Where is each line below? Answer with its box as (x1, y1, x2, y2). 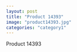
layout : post (6, 8, 38, 14)
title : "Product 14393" (6, 14, 64, 20)
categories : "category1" (6, 24, 66, 31)
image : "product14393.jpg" (6, 19, 72, 25)
